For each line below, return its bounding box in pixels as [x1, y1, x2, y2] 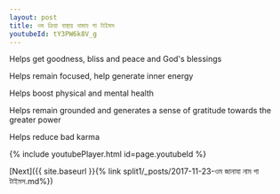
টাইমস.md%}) [9, 176, 53, 187]
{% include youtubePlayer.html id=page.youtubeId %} [9, 149, 207, 159]
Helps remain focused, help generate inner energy [9, 71, 194, 81]
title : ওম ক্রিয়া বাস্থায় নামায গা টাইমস [9, 21, 115, 30]
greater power [9, 114, 61, 125]
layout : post [9, 12, 58, 22]
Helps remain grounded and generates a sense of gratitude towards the [9, 105, 272, 116]
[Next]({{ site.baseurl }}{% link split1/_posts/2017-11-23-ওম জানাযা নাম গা [9, 166, 260, 177]
